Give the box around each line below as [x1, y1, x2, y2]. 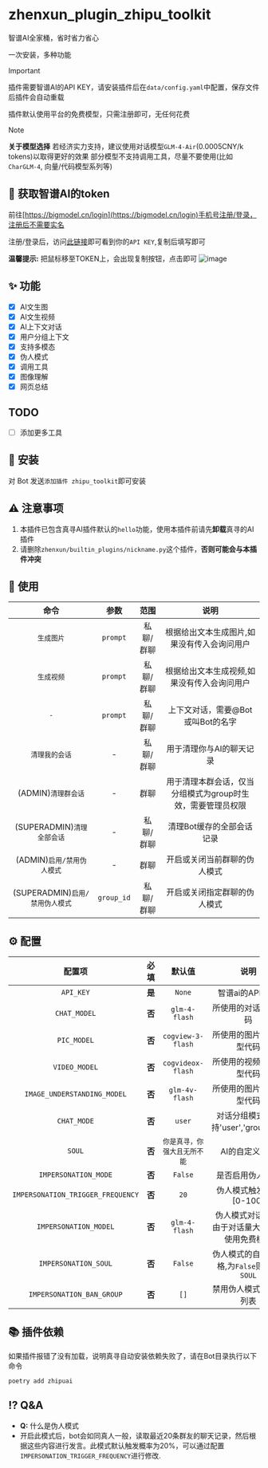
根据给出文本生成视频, [164, 666, 248, 677]
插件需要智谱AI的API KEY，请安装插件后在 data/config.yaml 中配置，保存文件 [8, 82, 260, 92]
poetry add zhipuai [8, 1377, 73, 1385]
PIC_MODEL [57, 1036, 94, 1045]
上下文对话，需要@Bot [167, 704, 253, 715]
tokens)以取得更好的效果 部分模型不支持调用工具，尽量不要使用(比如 [8, 152, 234, 161]
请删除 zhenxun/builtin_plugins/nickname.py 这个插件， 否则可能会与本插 [19, 544, 258, 553]
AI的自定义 [220, 1146, 261, 1157]
